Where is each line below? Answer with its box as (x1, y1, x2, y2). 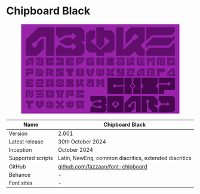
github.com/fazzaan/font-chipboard (57, 162, 147, 170)
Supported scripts (8, 155, 53, 162)
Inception (8, 146, 32, 154)
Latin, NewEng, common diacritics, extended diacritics (57, 155, 192, 162)
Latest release (8, 138, 44, 145)
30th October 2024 (57, 138, 106, 145)
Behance (8, 171, 31, 178)
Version (8, 130, 28, 137)
